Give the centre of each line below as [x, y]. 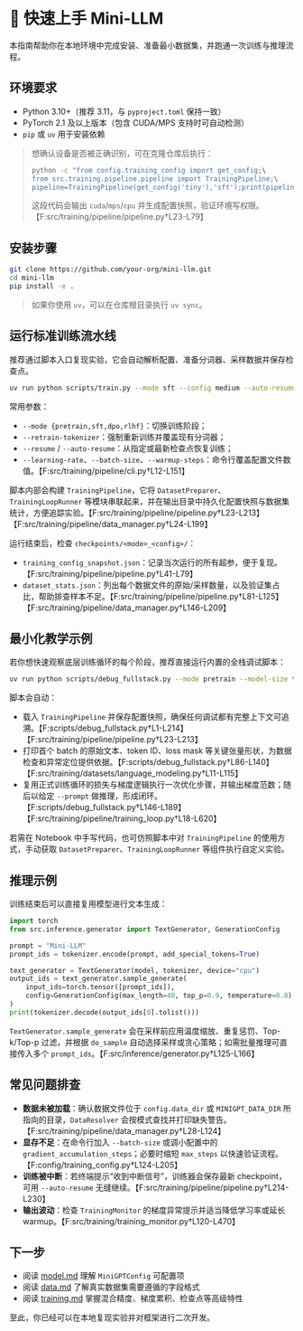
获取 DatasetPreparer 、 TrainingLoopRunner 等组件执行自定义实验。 [165, 849]
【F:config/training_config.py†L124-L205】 [102, 1165]
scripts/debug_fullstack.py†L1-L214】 [119, 728]
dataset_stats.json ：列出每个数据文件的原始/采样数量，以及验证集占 [151, 585]
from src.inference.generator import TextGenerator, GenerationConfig [145, 929]
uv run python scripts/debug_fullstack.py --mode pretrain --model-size [149, 679]
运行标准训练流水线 [63, 336]
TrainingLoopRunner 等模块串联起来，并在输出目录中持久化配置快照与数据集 [150, 501]
